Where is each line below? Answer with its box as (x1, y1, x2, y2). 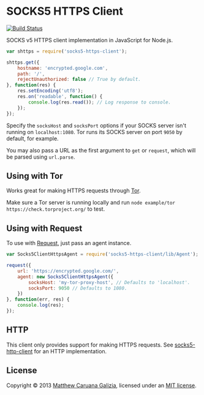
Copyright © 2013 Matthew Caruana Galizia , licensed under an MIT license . (6, 382, 197, 389)
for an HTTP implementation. (34, 347, 107, 355)
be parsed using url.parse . (6, 153, 75, 160)
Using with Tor (6, 170, 63, 181)
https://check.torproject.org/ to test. (6, 205, 105, 213)
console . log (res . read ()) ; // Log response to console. (28, 99, 172, 105)
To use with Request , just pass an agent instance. (6, 239, 132, 247)
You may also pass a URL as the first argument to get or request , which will (6, 146, 196, 154)
